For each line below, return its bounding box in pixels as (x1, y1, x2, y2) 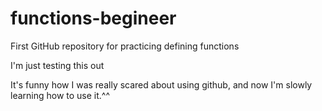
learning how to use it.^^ (10, 89, 111, 101)
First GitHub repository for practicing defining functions (10, 40, 240, 52)
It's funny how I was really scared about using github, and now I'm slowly (10, 78, 313, 91)
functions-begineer (10, 7, 177, 30)
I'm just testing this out (10, 59, 105, 71)
